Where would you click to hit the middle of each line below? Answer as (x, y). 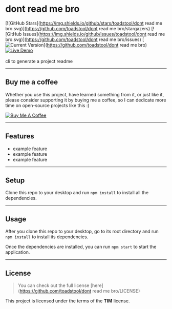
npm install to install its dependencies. (47, 237)
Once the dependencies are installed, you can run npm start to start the (81, 247)
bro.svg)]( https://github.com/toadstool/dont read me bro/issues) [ (75, 39)
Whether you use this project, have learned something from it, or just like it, (85, 94)
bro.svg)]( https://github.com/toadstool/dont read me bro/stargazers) (78, 28)
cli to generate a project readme (39, 61)
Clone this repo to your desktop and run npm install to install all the (77, 193)
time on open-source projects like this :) (47, 105)
